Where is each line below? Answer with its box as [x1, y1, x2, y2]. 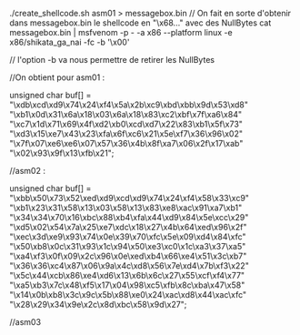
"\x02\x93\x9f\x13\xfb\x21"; [9, 147, 115, 158]
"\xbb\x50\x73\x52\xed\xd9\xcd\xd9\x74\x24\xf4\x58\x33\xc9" [9, 193, 250, 203]
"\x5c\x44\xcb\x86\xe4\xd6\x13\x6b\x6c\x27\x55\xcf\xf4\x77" [9, 270, 245, 280]
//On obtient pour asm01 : [9, 72, 105, 83]
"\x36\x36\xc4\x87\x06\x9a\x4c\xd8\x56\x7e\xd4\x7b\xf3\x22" [9, 260, 250, 271]
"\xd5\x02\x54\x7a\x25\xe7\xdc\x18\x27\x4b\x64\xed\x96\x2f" [9, 222, 247, 232]
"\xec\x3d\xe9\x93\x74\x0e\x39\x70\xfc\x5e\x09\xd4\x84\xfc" [9, 231, 247, 242]
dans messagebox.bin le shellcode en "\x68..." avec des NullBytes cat [9, 17, 272, 28]
